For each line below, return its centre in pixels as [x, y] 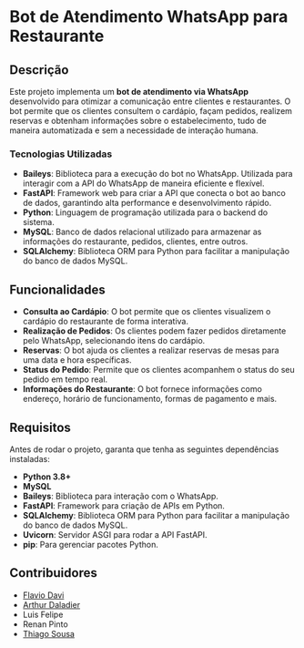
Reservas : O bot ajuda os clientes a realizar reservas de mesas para [151, 350]
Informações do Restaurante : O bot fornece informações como [142, 389]
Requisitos [40, 427]
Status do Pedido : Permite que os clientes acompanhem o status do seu [158, 370]
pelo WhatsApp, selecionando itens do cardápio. [114, 341]
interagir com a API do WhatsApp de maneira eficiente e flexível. [144, 183]
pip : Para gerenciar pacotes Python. [91, 544]
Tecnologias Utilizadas [61, 154]
